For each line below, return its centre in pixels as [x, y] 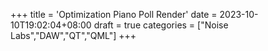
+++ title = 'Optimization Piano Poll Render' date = [114, 14]
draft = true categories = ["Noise [161, 25]
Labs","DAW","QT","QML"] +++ [73, 35]
